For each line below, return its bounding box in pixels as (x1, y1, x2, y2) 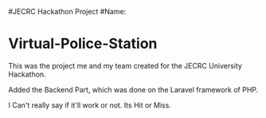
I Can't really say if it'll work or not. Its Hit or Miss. (8, 100, 171, 110)
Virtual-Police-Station (8, 35, 158, 53)
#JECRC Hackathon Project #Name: (8, 7, 127, 16)
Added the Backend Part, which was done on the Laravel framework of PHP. (8, 85, 259, 94)
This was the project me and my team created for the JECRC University (8, 61, 243, 70)
